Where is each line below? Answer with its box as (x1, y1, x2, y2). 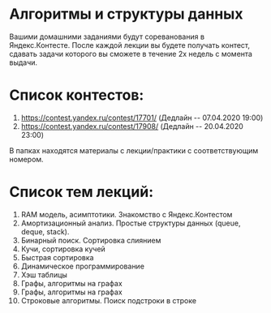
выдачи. (9, 58, 38, 67)
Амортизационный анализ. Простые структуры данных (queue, (20, 218, 241, 228)
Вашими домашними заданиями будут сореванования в (9, 32, 205, 41)
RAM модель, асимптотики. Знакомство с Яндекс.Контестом (20, 209, 233, 219)
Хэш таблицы (20, 269, 68, 280)
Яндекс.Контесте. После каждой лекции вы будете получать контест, (9, 40, 251, 49)
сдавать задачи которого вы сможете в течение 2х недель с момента (9, 49, 252, 58)
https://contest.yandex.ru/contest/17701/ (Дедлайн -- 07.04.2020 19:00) (20, 113, 264, 122)
